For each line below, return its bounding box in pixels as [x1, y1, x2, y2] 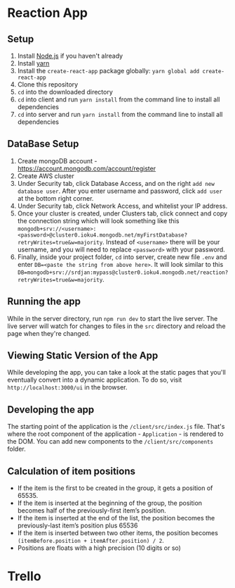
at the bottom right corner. [17, 194, 94, 202]
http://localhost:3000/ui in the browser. [7, 383, 128, 392]
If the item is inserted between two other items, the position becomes [17, 529, 219, 537]
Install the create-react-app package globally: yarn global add [17, 67, 200, 75]
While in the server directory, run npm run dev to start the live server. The [7, 314, 218, 323]
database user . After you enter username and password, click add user [17, 187, 223, 195]
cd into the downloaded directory [17, 88, 114, 96]
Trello [7, 568, 41, 584]
